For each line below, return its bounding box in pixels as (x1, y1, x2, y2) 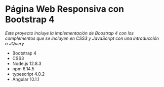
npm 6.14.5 (12, 65, 35, 72)
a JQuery (5, 40, 24, 46)
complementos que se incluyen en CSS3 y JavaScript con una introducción (5, 35, 159, 41)
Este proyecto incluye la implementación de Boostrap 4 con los (5, 30, 134, 36)
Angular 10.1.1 (12, 76, 40, 82)
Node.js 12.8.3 (12, 60, 41, 66)
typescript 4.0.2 (12, 71, 45, 77)
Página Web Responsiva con (5, 3, 124, 15)
